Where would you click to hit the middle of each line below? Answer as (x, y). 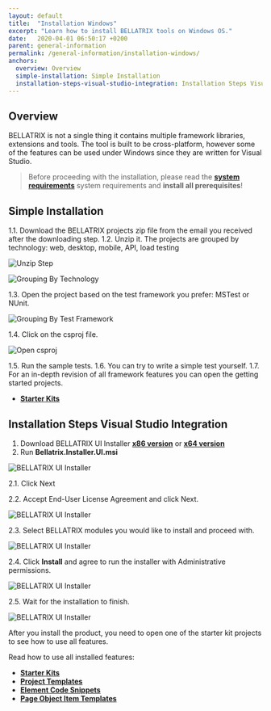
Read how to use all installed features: (71, 657)
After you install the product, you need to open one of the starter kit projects (135, 633)
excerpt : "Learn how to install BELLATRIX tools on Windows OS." (120, 31)
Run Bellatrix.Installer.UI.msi (69, 452)
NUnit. (19, 303)
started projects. (35, 383)
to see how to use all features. (58, 641)
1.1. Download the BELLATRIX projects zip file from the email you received (130, 230)
